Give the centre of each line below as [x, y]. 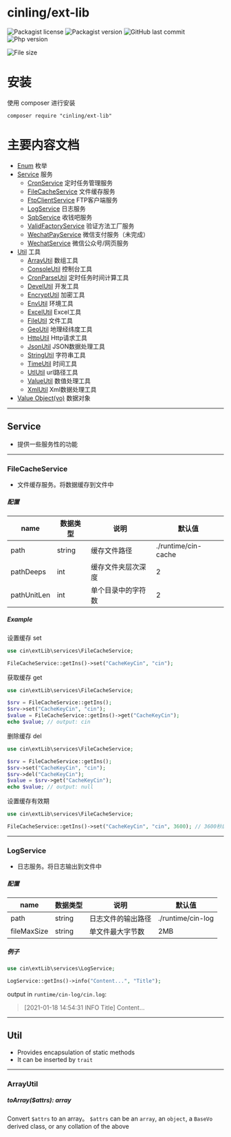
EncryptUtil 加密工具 [56, 295]
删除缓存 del [25, 736]
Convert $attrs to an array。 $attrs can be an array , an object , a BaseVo [110, 1118]
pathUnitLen [30, 595]
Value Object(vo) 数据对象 [54, 398]
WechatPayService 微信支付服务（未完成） [88, 234]
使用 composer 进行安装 [41, 103]
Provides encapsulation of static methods [76, 1052]
